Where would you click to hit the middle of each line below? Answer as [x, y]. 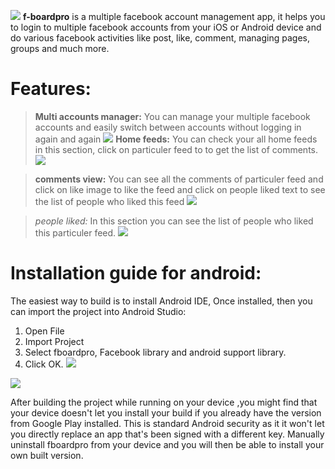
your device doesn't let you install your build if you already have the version [166, 412]
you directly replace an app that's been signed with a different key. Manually [167, 434]
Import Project [54, 341]
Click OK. [44, 364]
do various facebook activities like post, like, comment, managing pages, [160, 38]
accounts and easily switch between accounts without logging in [168, 127]
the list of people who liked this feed [109, 201]
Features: [51, 89]
